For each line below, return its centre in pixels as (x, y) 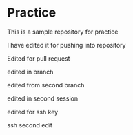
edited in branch (30, 72)
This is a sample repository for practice (63, 32)
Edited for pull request (39, 58)
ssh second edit (30, 125)
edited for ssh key (33, 112)
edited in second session (42, 98)
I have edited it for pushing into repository (66, 45)
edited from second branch (46, 85)
